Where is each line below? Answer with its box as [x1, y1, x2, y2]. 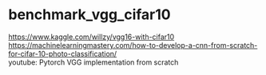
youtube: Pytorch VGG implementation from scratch [8, 57, 179, 67]
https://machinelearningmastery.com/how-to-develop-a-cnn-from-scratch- [8, 40, 258, 49]
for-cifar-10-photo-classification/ [8, 49, 117, 58]
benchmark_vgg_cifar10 [8, 6, 171, 24]
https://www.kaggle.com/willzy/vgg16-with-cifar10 [8, 32, 175, 41]
